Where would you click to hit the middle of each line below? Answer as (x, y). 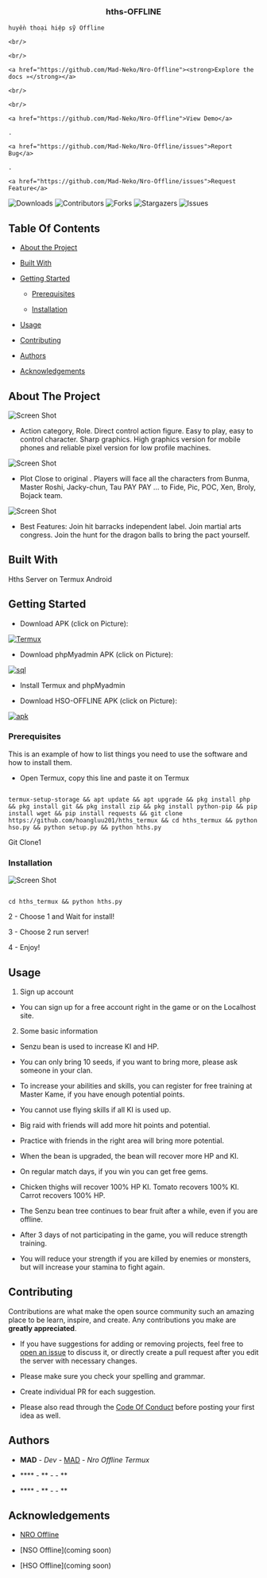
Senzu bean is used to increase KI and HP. (89, 1046)
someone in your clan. (56, 1070)
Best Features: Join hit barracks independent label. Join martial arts (130, 526)
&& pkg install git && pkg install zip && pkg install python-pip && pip (133, 807)
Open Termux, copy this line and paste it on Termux (104, 778)
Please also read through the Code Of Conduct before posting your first (137, 1407)
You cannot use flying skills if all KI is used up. (95, 1109)
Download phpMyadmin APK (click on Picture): (96, 654)
